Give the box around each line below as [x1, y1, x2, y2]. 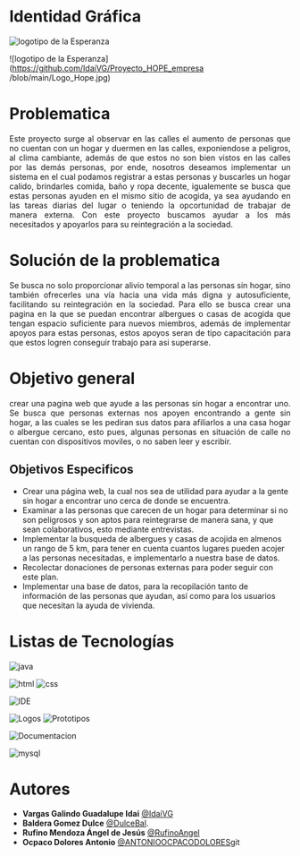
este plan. [21, 571, 60, 582]
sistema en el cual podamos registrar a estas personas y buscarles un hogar [9, 171, 291, 182]
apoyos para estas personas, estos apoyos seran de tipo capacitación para [9, 327, 291, 338]
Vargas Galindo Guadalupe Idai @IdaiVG [21, 809, 174, 819]
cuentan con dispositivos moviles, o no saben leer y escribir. [9, 436, 232, 447]
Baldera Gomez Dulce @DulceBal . [21, 817, 149, 829]
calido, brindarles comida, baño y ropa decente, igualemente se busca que [9, 181, 291, 192]
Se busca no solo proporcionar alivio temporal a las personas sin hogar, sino [9, 279, 291, 290]
